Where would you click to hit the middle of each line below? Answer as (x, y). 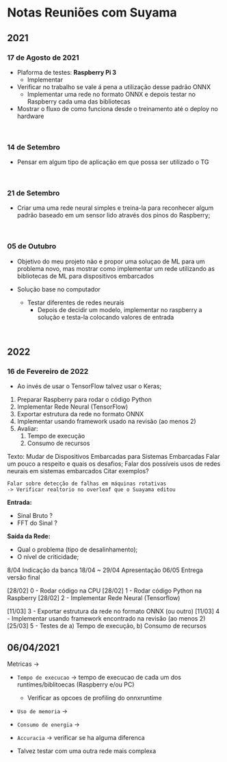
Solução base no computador (59, 289)
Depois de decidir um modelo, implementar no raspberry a (120, 309)
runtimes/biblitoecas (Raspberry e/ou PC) (76, 684)
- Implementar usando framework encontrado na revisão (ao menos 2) (106, 619)
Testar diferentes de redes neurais (76, 302)
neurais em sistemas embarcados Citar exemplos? (78, 471)
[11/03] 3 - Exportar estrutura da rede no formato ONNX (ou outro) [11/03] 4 (113, 611)
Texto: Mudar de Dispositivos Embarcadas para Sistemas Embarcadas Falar (113, 457)
